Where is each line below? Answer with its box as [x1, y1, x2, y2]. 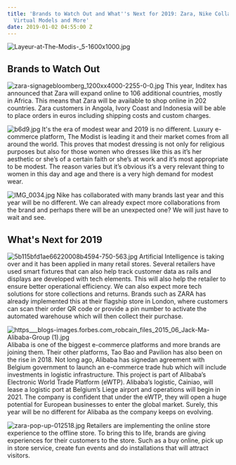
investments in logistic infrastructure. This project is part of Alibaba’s [7, 370, 206, 379]
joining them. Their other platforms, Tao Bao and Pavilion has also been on [7, 348, 223, 356]
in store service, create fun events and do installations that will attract [7, 444, 209, 452]
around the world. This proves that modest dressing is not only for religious [7, 140, 225, 148]
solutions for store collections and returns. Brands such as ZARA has [7, 289, 206, 298]
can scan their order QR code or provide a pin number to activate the [7, 305, 207, 313]
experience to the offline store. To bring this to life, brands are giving [7, 429, 206, 437]
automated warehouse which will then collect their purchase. [7, 312, 184, 320]
